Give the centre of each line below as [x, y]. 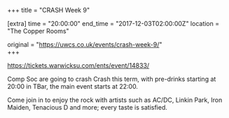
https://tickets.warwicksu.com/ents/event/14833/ [78, 65]
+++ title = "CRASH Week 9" [48, 10]
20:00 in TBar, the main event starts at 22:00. [73, 86]
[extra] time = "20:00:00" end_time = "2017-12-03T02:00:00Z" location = [113, 23]
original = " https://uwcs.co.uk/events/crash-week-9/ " [85, 44]
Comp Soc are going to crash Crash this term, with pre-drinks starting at [112, 79]
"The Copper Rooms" [38, 31]
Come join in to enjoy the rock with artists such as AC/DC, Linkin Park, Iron [115, 100]
